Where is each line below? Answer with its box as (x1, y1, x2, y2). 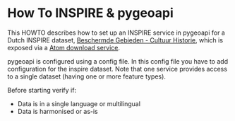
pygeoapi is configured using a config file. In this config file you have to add (7, 57, 228, 65)
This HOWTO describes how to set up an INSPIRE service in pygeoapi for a (7, 28, 226, 37)
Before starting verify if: (7, 86, 76, 94)
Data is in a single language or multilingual (17, 99, 141, 108)
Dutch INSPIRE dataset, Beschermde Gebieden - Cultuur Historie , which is (7, 35, 224, 44)
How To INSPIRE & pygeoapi (7, 5, 174, 21)
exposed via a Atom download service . (7, 43, 121, 52)
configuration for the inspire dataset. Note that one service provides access (7, 64, 228, 73)
